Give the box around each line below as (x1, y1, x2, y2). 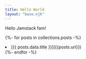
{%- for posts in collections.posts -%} (5, 35, 81, 40)
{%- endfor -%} (5, 49, 37, 55)
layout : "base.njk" (5, 12, 45, 17)
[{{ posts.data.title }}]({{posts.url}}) (11, 44, 82, 50)
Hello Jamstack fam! (5, 25, 46, 31)
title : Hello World (5, 7, 45, 12)
